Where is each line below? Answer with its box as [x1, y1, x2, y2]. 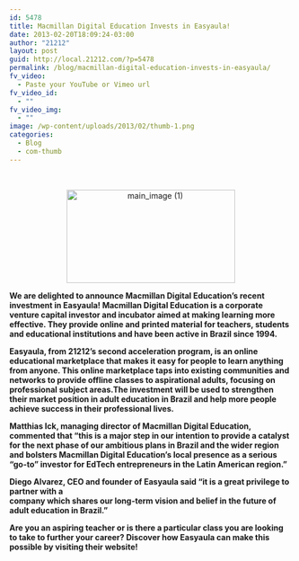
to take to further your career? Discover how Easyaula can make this [9, 531, 270, 542]
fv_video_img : [9, 105, 63, 114]
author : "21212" [9, 38, 70, 48]
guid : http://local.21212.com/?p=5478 [9, 55, 154, 64]
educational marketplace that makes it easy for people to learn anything [9, 355, 285, 366]
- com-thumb [17, 147, 63, 156]
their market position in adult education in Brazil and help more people [9, 393, 277, 405]
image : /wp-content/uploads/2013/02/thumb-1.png [9, 122, 195, 131]
